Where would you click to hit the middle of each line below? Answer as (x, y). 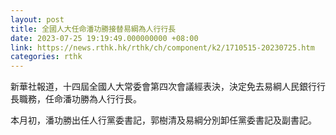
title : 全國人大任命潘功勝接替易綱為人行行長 (93, 29)
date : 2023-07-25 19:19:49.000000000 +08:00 (104, 38)
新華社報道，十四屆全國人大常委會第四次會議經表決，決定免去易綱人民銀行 (163, 87)
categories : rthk (46, 57)
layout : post (37, 19)
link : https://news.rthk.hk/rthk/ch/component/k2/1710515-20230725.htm (162, 47)
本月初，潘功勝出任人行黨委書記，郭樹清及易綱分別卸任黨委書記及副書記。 (163, 120)
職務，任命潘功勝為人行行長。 (80, 99)
